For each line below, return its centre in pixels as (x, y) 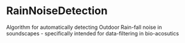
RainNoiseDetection (57, 11)
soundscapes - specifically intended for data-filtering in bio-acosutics (93, 33)
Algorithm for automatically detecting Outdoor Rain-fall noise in (84, 27)
